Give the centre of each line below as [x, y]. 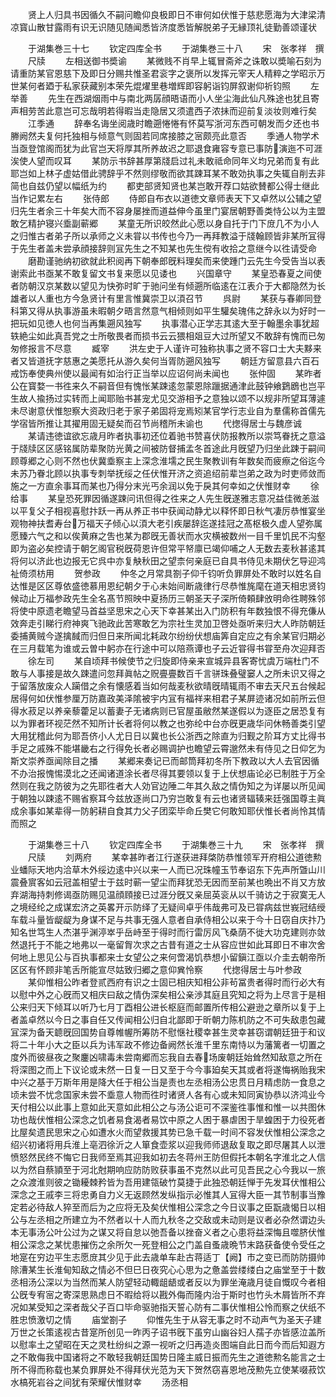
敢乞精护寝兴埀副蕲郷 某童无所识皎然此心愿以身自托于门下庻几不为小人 [165, 223]
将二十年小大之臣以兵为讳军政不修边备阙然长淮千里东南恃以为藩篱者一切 [159, 1044]
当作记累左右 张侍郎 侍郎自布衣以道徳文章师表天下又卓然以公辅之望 [166, 198]
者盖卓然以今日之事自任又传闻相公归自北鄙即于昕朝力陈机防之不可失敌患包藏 [168, 1019]
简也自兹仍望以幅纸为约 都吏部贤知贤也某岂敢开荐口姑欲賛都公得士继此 [165, 186]
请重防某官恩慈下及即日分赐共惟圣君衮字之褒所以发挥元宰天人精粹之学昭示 [163, 73]
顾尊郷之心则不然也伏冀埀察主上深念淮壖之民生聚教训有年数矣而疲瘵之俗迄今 [168, 461]
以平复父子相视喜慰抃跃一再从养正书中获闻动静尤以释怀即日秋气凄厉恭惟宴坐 [168, 511]
